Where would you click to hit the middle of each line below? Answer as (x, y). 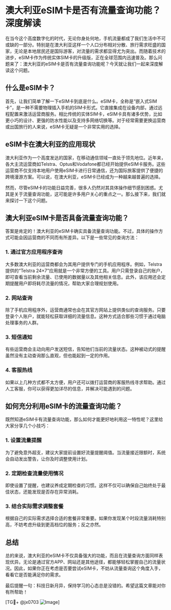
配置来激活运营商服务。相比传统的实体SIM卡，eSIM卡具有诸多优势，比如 (86, 114)
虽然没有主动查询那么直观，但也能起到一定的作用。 (59, 356)
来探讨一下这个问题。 (27, 200)
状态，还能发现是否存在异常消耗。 (45, 492)
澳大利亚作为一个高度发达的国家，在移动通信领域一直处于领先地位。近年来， (85, 157)
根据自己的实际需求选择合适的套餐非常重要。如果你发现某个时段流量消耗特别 (85, 518)
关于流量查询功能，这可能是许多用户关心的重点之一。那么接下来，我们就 (90, 194)
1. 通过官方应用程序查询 (34, 252)
